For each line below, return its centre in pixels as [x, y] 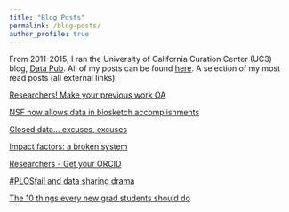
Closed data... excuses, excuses [68, 130]
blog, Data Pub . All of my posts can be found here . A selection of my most [144, 68]
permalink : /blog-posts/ [55, 26]
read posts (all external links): [64, 78]
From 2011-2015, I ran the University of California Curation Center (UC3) [141, 59]
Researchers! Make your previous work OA [88, 95]
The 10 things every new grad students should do [100, 198]
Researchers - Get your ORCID [65, 164]
